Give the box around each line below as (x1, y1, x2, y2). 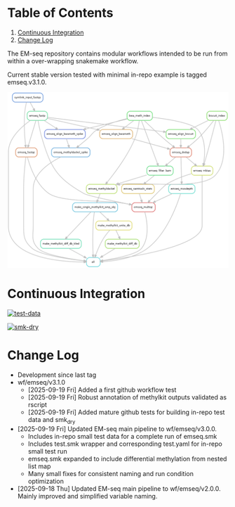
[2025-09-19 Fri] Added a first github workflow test (27, 385, 177, 394)
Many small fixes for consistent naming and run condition (27, 469, 194, 477)
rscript (27, 400, 48, 409)
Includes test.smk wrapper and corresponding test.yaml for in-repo (27, 439, 222, 448)
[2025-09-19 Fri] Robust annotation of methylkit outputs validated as (27, 392, 227, 402)
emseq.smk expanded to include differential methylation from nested (27, 454, 227, 463)
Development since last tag (17, 371, 97, 379)
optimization (27, 477, 65, 485)
